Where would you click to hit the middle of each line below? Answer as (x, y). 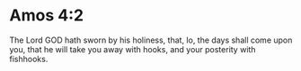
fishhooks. (29, 59)
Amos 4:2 (46, 16)
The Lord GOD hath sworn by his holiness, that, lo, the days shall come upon (151, 40)
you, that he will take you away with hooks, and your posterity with (133, 49)
